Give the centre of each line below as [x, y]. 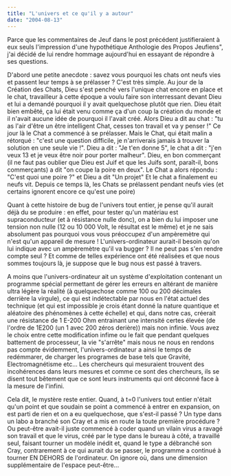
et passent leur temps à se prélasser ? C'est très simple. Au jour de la [105, 82]
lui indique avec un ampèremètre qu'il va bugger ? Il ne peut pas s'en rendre [115, 249]
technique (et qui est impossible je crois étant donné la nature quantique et [113, 306]
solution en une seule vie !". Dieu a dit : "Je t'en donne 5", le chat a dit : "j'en [114, 148]
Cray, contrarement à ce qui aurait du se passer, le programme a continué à [114, 450]
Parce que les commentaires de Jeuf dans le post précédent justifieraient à [113, 39]
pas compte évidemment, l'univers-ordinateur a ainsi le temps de [99, 349]
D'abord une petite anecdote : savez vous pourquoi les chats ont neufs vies [114, 75]
